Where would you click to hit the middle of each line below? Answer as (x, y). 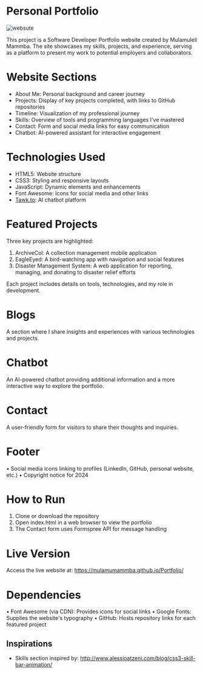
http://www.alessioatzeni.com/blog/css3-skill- (138, 658)
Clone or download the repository (57, 516)
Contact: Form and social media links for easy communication (92, 126)
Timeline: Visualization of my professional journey (77, 113)
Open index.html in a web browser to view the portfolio (84, 522)
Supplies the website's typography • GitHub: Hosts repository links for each (101, 618)
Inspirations (29, 643)
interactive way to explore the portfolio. (55, 386)
